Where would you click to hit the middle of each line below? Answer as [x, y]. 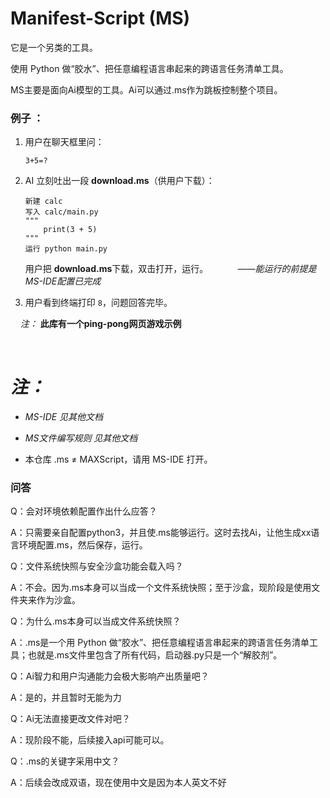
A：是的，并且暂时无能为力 [66, 698]
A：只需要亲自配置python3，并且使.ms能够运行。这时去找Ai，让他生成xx [161, 533]
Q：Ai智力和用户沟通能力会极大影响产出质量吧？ [110, 676]
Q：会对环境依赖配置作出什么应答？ [84, 511]
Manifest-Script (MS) [100, 18]
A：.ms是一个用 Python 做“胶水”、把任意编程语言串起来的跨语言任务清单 [160, 643]
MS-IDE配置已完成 [63, 281]
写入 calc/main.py [61, 212]
